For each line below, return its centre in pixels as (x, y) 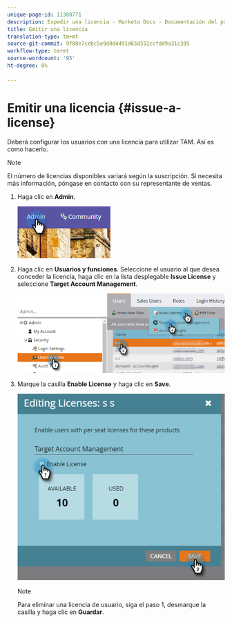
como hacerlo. (28, 149)
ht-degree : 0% (28, 66)
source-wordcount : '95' (41, 59)
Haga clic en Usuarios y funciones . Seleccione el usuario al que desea (118, 269)
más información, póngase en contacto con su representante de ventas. (110, 183)
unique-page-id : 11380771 (44, 15)
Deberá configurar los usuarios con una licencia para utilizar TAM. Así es (110, 142)
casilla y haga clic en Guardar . (60, 612)
